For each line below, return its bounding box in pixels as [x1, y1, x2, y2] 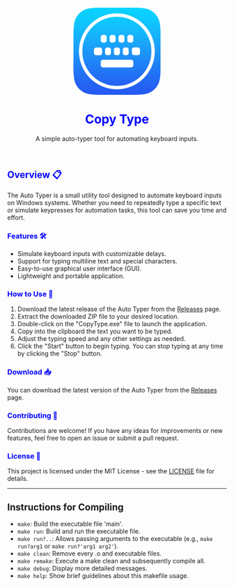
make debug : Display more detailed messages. [17, 564, 148, 572]
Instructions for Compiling [7, 501, 124, 513]
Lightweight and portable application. [17, 272, 125, 280]
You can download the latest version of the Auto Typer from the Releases [7, 386, 217, 394]
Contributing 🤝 [7, 411, 58, 420]
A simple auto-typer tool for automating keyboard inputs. [36, 134, 198, 143]
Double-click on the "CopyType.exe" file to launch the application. [17, 320, 208, 328]
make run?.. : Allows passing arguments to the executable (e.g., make [17, 535, 213, 543]
